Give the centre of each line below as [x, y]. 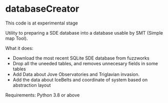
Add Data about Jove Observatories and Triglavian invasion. [76, 74]
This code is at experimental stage [42, 23]
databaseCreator [42, 9]
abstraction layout [32, 85]
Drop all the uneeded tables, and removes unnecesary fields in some [85, 63]
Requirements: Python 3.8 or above [43, 95]
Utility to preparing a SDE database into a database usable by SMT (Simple [84, 33]
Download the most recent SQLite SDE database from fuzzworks [81, 58]
